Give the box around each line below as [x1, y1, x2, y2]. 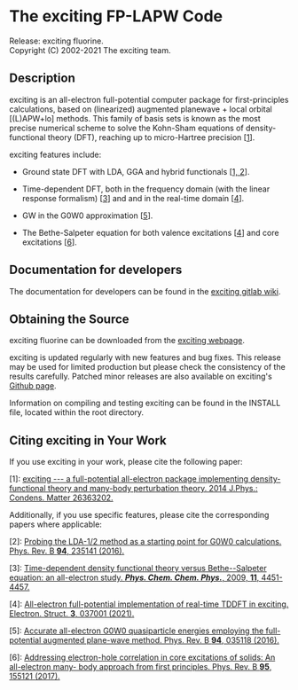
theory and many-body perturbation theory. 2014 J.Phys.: [47, 483, 259, 494]
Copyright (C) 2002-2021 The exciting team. [9, 44, 171, 55]
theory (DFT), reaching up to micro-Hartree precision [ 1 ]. [47, 131, 255, 143]
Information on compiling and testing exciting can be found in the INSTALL [9, 397, 281, 409]
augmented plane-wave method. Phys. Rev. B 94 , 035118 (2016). [43, 635, 279, 646]
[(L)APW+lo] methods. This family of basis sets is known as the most [9, 113, 262, 123]
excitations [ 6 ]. [21, 237, 77, 247]
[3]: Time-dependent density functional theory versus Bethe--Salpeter [9, 563, 268, 574]
